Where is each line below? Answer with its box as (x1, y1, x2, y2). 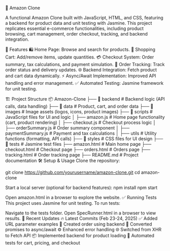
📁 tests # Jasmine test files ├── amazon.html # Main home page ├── (5, 141, 152, 147)
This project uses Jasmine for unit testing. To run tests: (5, 200, 121, 206)
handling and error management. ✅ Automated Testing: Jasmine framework (5, 80, 164, 86)
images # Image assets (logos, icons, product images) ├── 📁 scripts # (5, 109, 153, 114)
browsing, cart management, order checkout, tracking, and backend (5, 31, 148, 37)
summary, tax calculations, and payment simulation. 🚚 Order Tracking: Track (5, 61, 165, 67)
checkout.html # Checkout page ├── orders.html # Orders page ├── (5, 146, 151, 152)
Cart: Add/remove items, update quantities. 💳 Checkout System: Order (5, 54, 154, 60)
